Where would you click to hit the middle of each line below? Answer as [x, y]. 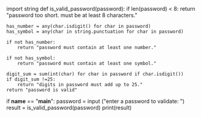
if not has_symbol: [31, 58]
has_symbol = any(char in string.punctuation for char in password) [95, 32]
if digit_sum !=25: [31, 79]
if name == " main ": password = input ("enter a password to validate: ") [95, 101]
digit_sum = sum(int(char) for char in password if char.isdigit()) [95, 74]
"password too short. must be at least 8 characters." [72, 15]
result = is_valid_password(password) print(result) [69, 108]
